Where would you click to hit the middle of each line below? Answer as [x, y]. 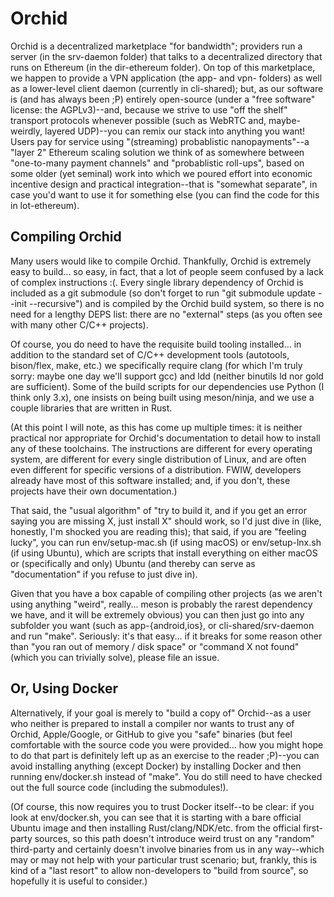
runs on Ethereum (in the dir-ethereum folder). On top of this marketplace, [163, 67]
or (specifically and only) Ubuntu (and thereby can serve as [133, 563]
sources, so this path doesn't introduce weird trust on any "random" [174, 838]
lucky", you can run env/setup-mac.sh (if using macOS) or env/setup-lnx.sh [166, 542]
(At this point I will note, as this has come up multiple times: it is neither [156, 427]
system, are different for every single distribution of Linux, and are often [158, 459]
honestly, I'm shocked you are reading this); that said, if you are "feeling [158, 531]
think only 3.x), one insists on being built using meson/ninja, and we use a [162, 397]
